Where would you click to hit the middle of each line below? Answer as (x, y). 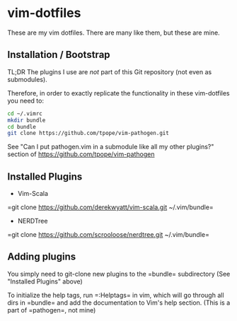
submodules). (27, 79)
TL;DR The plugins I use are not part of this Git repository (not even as (110, 71)
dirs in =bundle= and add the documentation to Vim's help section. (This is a (119, 303)
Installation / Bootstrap (59, 55)
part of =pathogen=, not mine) (52, 310)
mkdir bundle (27, 120)
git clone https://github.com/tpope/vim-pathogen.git (88, 133)
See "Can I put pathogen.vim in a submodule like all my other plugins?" (111, 147)
